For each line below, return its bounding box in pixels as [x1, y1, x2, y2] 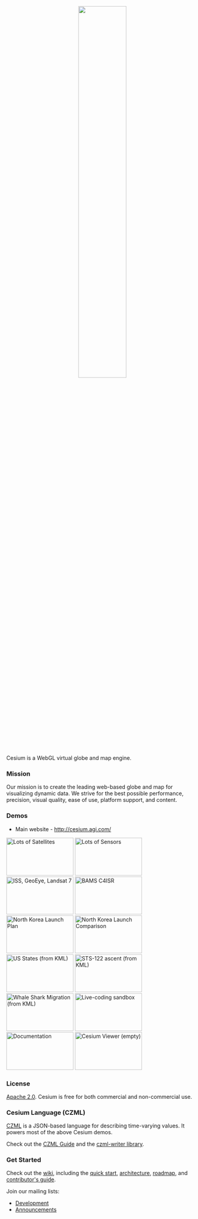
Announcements [15, 1206, 57, 1214]
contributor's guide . [6, 1176, 56, 1183]
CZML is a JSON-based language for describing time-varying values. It [6, 1122, 185, 1129]
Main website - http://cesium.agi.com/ [15, 825, 111, 832]
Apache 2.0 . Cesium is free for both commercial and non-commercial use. [6, 1093, 193, 1100]
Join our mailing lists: [6, 1188, 60, 1195]
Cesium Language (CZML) [6, 1108, 86, 1117]
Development [15, 1199, 49, 1207]
